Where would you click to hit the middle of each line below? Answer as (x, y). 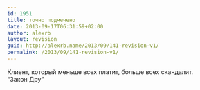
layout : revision (32, 39)
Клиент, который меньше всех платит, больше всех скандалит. (100, 72)
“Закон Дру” (26, 79)
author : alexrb (29, 33)
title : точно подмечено (42, 20)
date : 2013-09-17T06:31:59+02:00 (55, 26)
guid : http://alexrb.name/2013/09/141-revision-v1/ (83, 46)
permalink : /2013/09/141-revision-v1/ (63, 53)
